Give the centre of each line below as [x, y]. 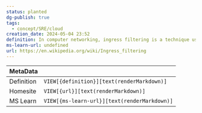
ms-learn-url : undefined [37, 46]
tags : [13, 23]
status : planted [26, 12]
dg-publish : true [28, 17]
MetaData [23, 71]
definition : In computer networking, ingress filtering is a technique [98, 40]
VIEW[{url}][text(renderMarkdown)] [94, 91]
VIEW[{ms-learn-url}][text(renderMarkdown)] [108, 101]
